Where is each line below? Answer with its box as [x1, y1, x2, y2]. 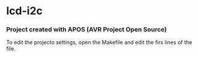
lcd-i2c [6, 4, 43, 18]
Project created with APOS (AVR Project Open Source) [6, 26, 167, 34]
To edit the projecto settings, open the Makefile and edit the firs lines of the [6, 39, 193, 46]
